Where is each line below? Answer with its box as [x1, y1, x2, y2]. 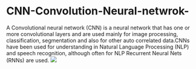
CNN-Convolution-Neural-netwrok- [6, 4, 189, 18]
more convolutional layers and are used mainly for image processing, [6, 30, 178, 37]
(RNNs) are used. [6, 56, 50, 64]
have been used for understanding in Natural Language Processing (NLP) [6, 43, 189, 50]
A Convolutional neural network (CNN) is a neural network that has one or [6, 24, 191, 31]
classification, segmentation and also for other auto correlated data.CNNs [6, 37, 190, 44]
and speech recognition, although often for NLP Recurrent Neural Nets [6, 49, 182, 56]
